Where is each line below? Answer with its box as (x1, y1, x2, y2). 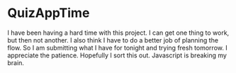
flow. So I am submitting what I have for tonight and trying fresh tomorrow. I (7, 43, 228, 52)
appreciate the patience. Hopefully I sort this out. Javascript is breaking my (7, 51, 227, 60)
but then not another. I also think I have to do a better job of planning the (7, 35, 218, 44)
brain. (7, 58, 25, 67)
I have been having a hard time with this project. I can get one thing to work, (7, 28, 230, 37)
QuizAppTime (7, 5, 90, 21)
